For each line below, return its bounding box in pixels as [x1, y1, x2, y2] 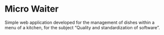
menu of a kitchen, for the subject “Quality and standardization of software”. [4, 24, 160, 30]
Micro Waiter [4, 3, 59, 15]
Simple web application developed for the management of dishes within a [4, 19, 155, 25]
